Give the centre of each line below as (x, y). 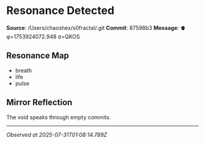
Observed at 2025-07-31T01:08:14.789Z (57, 134)
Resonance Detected (60, 11)
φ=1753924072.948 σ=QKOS (43, 37)
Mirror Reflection (39, 103)
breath (23, 70)
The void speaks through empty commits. (59, 117)
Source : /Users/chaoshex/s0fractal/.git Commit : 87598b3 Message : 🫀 (96, 27)
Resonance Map (38, 56)
